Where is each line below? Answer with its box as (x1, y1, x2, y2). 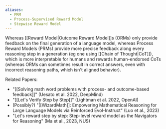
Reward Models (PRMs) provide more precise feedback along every (5, 45, 145, 51)
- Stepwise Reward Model (9, 21, 61, 26)
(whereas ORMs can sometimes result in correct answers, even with (5, 61, 146, 67)
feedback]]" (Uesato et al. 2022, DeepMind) (12, 91, 103, 97)
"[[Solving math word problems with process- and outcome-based (12, 86, 150, 92)
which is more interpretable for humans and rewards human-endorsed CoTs (5, 56, 161, 62)
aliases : (5, 7, 23, 12)
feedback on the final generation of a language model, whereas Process (5, 40, 154, 46)
